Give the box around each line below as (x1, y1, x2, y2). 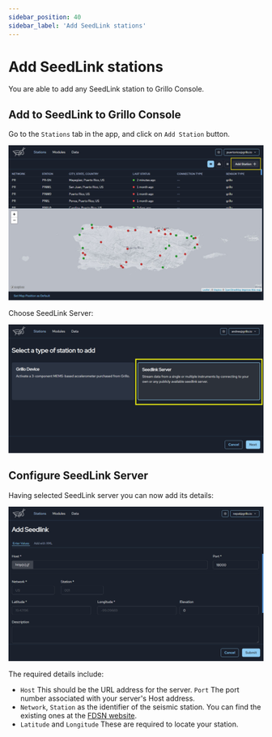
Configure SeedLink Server (8, 469, 148, 483)
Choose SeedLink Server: (8, 308, 94, 317)
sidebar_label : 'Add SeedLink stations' (8, 21, 147, 30)
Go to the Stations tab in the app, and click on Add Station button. (8, 130, 231, 139)
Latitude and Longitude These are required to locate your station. (19, 719, 239, 729)
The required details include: (8, 669, 104, 679)
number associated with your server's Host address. (19, 693, 196, 704)
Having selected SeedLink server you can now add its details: (8, 490, 215, 500)
